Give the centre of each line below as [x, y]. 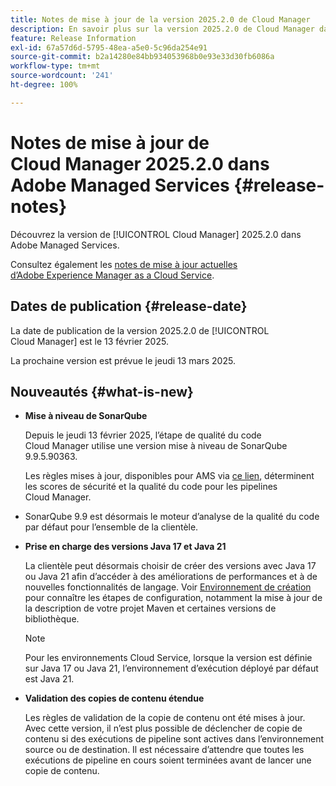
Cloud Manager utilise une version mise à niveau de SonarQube [156, 446]
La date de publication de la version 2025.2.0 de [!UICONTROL [140, 330]
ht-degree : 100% [44, 85]
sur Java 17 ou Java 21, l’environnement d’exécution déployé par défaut [171, 668]
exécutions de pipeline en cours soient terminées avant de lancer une [168, 760]
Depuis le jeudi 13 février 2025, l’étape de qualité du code [143, 435]
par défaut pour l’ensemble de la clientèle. [111, 527]
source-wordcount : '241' [62, 76]
